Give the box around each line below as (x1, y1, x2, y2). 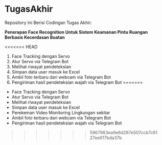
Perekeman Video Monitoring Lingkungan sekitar (11, 109, 111, 116)
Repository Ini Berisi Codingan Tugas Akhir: (4, 20, 92, 25)
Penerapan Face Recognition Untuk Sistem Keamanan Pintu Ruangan (4, 29, 148, 35)
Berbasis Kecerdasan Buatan (4, 34, 65, 40)
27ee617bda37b (90, 135, 122, 141)
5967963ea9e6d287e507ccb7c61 (90, 129, 158, 135)
